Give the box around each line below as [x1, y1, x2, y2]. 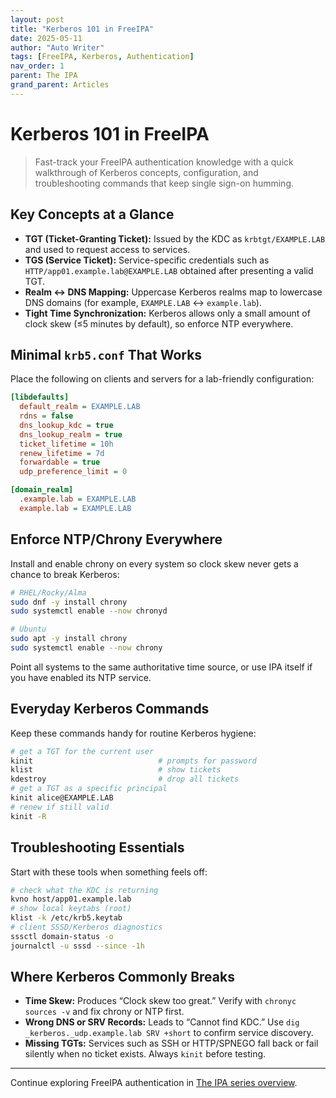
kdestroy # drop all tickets [10, 774, 240, 785]
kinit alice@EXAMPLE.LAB [10, 793, 114, 803]
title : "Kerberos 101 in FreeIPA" [10, 24, 155, 34]
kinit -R [10, 811, 47, 821]
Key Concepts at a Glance [10, 206, 175, 223]
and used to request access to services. [24, 243, 191, 255]
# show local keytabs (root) [10, 904, 132, 914]
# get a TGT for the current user [10, 746, 155, 756]
